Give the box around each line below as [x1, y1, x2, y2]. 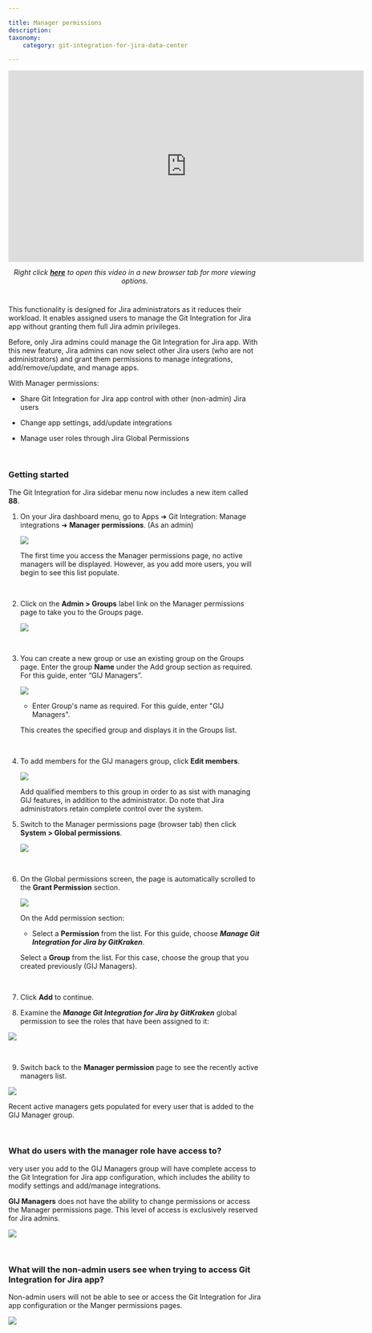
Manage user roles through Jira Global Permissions [19, 434, 190, 444]
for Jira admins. [8, 1213, 60, 1223]
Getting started [8, 469, 70, 480]
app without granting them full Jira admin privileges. [8, 322, 181, 331]
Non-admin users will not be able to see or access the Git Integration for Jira [8, 1292, 261, 1302]
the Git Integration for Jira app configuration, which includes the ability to [8, 1172, 250, 1181]
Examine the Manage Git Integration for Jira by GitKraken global [19, 1007, 237, 1017]
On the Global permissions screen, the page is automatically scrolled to [19, 873, 256, 883]
